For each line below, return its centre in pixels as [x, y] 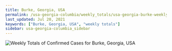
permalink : [17, 15]
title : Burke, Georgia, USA [35, 10]
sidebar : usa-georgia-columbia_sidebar [48, 29]
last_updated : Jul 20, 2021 [35, 19]
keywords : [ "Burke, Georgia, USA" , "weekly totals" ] [63, 24]
